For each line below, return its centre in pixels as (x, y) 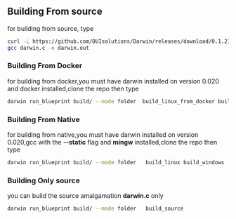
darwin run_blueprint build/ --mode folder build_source (96, 209)
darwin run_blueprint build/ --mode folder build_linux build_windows (116, 163)
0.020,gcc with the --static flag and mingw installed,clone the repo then (112, 142)
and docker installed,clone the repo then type (73, 88)
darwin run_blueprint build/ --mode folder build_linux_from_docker (111, 101)
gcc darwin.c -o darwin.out (48, 48)
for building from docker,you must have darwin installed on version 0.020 (113, 81)
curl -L (19, 41)
